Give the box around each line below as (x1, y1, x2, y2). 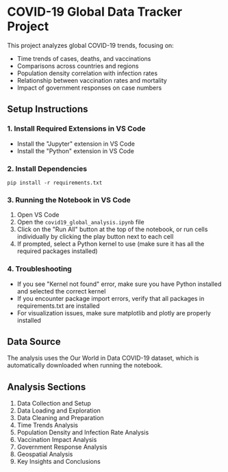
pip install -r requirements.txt (7, 179, 103, 186)
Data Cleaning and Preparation (16, 414, 104, 422)
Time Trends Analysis (16, 421, 79, 430)
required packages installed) (16, 247, 98, 255)
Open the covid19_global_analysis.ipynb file (16, 218, 145, 226)
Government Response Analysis (16, 443, 107, 451)
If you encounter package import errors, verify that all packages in (16, 294, 205, 302)
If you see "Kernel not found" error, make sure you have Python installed (16, 280, 222, 288)
